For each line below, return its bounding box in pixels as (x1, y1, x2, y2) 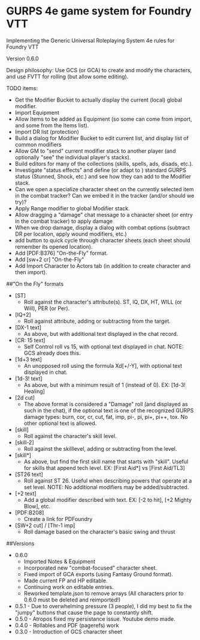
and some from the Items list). (14, 121, 89, 129)
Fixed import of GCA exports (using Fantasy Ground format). (23, 570, 174, 578)
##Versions (6, 540, 35, 547)
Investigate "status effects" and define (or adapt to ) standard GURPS (14, 166, 187, 174)
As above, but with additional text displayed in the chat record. (23, 330, 178, 337)
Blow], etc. (23, 502, 51, 510)
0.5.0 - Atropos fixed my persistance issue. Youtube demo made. (14, 615, 175, 623)
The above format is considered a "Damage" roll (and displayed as (23, 400, 188, 407)
